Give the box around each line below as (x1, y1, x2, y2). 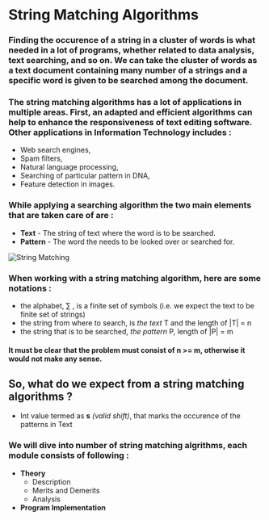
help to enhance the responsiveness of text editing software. (8, 117, 253, 128)
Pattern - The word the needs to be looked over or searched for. (19, 237, 235, 246)
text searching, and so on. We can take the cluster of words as (8, 55, 258, 66)
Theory (19, 468, 46, 478)
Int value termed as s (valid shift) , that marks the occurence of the (19, 411, 241, 421)
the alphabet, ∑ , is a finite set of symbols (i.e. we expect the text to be (19, 301, 254, 310)
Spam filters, (19, 153, 63, 163)
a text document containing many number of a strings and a (8, 65, 248, 76)
